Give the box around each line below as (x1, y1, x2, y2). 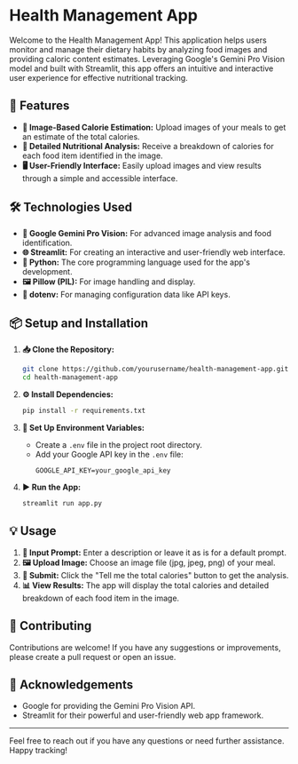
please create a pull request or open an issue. (9, 651, 176, 662)
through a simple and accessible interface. (21, 172, 178, 183)
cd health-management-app (21, 373, 118, 382)
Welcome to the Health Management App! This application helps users (9, 35, 268, 45)
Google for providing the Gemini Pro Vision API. (21, 701, 196, 712)
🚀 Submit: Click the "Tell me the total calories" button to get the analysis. (21, 569, 289, 580)
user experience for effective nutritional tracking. (9, 72, 188, 83)
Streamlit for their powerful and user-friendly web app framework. (21, 710, 264, 720)
